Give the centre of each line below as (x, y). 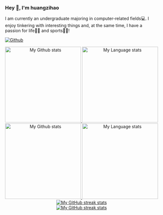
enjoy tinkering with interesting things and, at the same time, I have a (73, 26)
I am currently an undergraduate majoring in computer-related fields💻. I (77, 18)
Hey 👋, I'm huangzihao (32, 8)
